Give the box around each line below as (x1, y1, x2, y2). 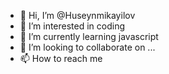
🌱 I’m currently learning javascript (19, 31, 159, 42)
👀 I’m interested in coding (19, 20, 126, 32)
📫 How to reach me (19, 53, 103, 64)
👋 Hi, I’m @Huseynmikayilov (19, 10, 136, 21)
